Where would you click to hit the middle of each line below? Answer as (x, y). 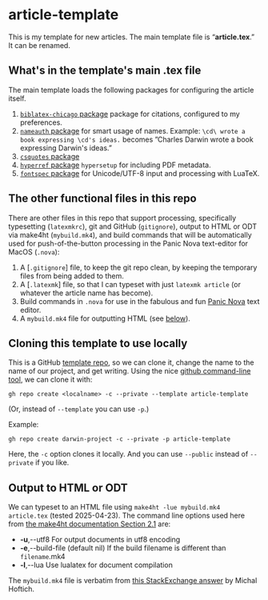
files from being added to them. (72, 276)
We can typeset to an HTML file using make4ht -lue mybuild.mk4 (114, 507)
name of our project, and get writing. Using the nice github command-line (130, 371)
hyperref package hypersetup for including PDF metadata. (115, 165)
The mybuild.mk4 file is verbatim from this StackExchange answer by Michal (133, 581)
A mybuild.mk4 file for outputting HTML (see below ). (105, 318)
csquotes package (50, 156)
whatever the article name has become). (86, 293)
